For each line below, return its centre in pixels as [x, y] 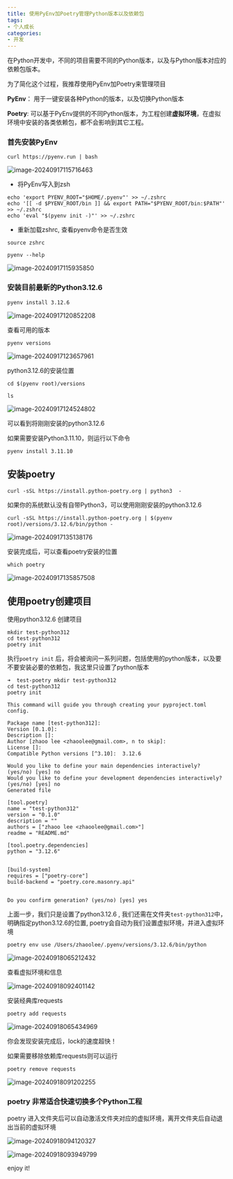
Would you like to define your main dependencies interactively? [104, 766]
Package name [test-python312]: [54, 723]
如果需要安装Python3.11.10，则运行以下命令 [69, 438]
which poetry [26, 565]
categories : [24, 33]
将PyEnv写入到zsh [44, 184]
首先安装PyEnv [32, 142]
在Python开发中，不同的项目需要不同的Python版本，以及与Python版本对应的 [117, 61]
